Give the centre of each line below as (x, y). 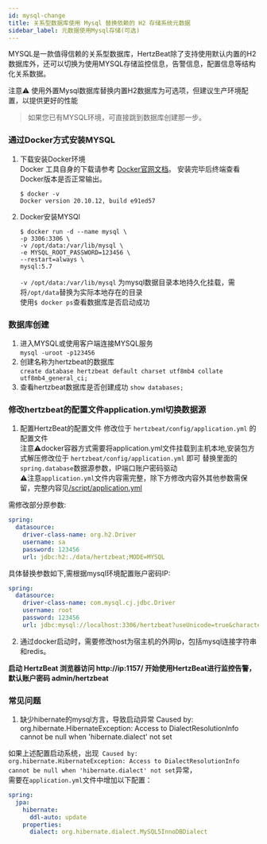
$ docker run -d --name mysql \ (73, 231)
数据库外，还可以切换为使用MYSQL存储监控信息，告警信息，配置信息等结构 (132, 64)
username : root (48, 610)
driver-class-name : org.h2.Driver (79, 535)
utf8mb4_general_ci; (54, 378)
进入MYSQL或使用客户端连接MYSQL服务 (86, 343)
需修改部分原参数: (37, 505)
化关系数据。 (29, 74)
